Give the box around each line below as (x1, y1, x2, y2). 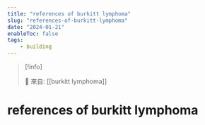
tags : (7, 37, 23, 44)
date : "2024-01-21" (7, 23, 65, 30)
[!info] (24, 63, 42, 71)
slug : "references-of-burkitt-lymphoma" (7, 17, 129, 24)
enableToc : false (7, 30, 59, 37)
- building (20, 43, 52, 50)
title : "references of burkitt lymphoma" (7, 10, 131, 18)
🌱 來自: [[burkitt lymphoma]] (24, 77, 107, 85)
